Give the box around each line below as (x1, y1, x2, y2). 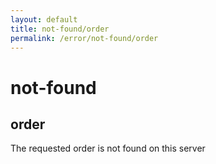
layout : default (10, 14, 78, 25)
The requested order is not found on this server (10, 142, 206, 155)
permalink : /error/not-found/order (10, 33, 159, 43)
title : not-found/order (10, 24, 110, 34)
